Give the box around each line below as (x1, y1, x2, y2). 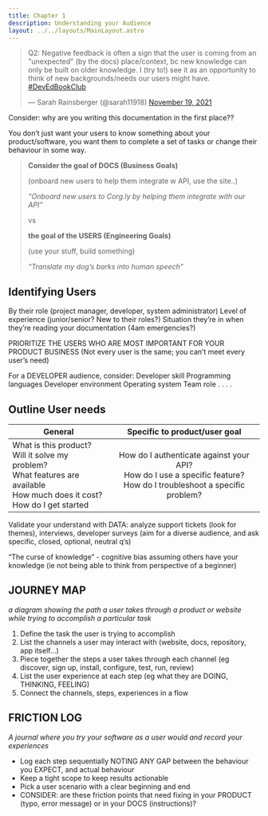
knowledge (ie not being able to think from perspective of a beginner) (8, 561, 237, 570)
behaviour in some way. (8, 145, 86, 155)
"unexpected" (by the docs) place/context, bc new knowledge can (27, 57, 247, 66)
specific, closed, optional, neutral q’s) (8, 537, 132, 546)
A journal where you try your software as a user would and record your (8, 732, 243, 742)
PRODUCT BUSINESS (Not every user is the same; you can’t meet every (8, 347, 246, 357)
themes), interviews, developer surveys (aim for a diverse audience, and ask (8, 528, 259, 538)
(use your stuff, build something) (27, 246, 136, 256)
